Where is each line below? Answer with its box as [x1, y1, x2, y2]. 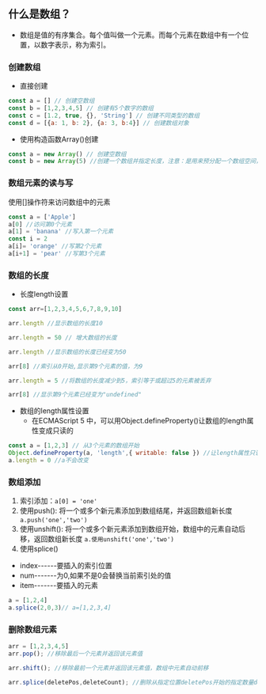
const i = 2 [8, 235, 47, 243]
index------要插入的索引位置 [19, 561, 112, 571]
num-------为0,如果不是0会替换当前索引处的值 [19, 571, 172, 580]
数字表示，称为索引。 [40, 40, 111, 49]
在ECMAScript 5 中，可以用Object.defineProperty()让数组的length [31, 416, 247, 426]
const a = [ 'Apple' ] [8, 213, 77, 221]
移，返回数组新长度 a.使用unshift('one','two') [19, 534, 175, 544]
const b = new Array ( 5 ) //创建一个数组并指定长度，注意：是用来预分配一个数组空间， [8, 157, 263, 165]
